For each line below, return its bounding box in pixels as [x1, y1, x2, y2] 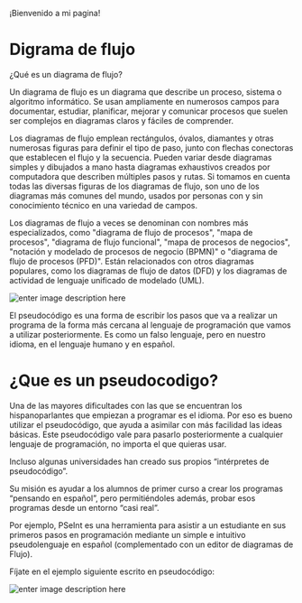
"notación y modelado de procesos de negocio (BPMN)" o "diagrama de [9, 246, 278, 256]
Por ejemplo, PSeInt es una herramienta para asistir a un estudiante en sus [9, 519, 287, 531]
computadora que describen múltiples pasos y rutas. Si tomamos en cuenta [9, 171, 291, 181]
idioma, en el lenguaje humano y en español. [9, 339, 176, 349]
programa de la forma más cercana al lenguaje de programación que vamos [9, 320, 291, 330]
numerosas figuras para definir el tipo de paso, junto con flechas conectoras [9, 142, 294, 153]
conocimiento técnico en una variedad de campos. [9, 199, 198, 210]
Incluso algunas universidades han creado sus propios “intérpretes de [9, 456, 270, 467]
